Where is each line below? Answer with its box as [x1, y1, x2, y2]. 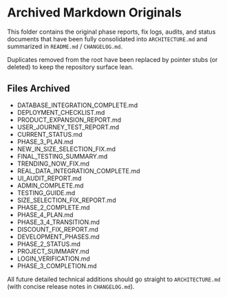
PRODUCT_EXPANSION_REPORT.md [17, 115, 122, 124]
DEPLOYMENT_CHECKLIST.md [17, 108, 105, 116]
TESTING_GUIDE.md [17, 188, 76, 197]
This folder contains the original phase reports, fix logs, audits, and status [7, 27, 216, 36]
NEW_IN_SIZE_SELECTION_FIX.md [17, 144, 116, 153]
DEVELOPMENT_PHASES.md [17, 232, 100, 241]
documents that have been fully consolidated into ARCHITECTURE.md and [7, 34, 208, 43]
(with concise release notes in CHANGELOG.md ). [7, 282, 135, 290]
